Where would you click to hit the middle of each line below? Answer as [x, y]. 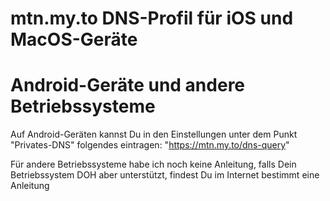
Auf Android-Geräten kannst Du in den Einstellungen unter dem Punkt [154, 134]
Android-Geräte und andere [128, 85]
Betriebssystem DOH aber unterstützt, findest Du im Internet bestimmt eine [165, 175]
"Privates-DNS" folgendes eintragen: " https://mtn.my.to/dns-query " [150, 145]
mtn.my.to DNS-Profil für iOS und [152, 18]
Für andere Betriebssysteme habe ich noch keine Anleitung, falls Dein [153, 164]
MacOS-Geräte [74, 39]
